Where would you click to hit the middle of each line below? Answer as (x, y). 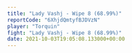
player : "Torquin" (34, 26)
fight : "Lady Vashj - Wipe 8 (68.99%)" (65, 33)
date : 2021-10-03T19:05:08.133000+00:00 (66, 39)
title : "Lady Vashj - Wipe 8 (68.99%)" (65, 13)
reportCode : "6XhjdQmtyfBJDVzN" (54, 20)
